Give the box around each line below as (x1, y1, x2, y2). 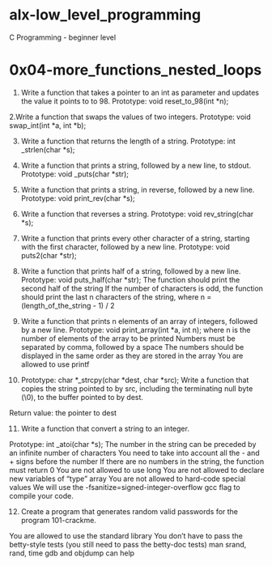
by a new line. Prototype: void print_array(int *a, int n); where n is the (20, 325, 251, 334)
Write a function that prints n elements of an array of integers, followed (20, 316, 258, 326)
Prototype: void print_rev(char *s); (20, 193, 136, 203)
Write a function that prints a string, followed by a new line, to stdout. (20, 160, 252, 170)
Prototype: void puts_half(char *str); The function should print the (20, 274, 240, 284)
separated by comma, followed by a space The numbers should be (20, 342, 244, 351)
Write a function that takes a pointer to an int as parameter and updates (20, 87, 260, 97)
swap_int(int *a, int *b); (9, 120, 87, 130)
